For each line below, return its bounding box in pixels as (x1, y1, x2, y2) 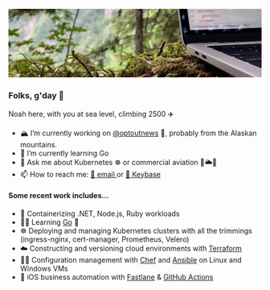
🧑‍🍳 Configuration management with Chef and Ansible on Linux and (19, 255, 242, 264)
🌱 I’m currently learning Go (19, 148, 109, 158)
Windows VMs (19, 263, 68, 273)
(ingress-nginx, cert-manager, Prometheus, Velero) (19, 234, 190, 244)
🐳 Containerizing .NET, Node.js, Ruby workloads (19, 209, 180, 218)
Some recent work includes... (8, 191, 109, 201)
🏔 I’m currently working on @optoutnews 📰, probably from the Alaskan (19, 128, 257, 138)
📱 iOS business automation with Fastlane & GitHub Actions (19, 271, 214, 282)
